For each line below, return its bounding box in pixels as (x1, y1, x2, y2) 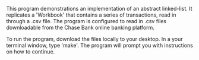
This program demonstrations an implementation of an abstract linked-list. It (6, 5, 192, 12)
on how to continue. (6, 48, 55, 55)
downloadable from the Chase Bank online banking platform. (6, 24, 154, 31)
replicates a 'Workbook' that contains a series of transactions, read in (6, 11, 176, 18)
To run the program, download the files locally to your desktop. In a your (6, 36, 183, 42)
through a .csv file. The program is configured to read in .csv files (6, 18, 167, 24)
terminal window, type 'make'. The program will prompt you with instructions (6, 42, 193, 49)
